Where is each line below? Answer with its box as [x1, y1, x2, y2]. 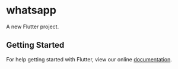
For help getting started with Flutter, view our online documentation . [6, 55, 172, 63]
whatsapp [6, 4, 56, 17]
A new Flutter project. [6, 23, 59, 30]
